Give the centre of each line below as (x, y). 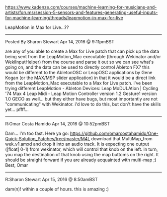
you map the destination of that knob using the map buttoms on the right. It (82, 154)
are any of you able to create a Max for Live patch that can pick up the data (82, 51)
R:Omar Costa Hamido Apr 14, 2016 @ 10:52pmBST (58, 124)
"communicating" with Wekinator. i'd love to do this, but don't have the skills (83, 104)
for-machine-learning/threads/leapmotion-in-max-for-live (64, 18)
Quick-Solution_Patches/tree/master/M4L (48, 139)
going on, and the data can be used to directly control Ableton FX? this (78, 67)
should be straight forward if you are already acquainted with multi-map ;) (81, 160)
